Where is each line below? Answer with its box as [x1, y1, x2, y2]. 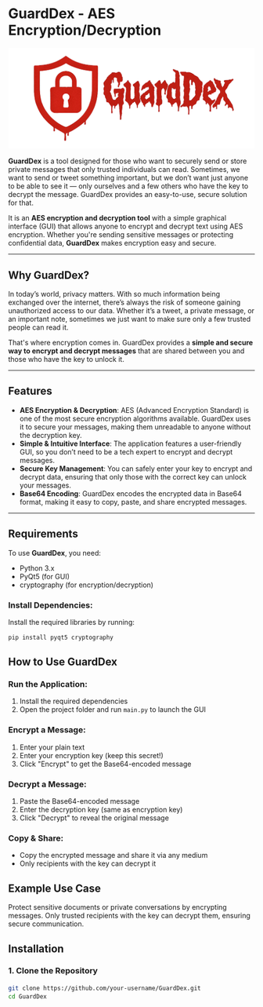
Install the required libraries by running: [8, 617, 135, 626]
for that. [8, 198, 34, 208]
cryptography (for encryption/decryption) [19, 580, 154, 589]
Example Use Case [8, 881, 102, 895]
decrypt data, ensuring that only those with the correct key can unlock [19, 472, 247, 481]
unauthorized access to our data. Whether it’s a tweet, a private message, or [8, 305, 255, 315]
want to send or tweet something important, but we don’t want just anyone [8, 173, 249, 183]
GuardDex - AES [8, 5, 116, 23]
